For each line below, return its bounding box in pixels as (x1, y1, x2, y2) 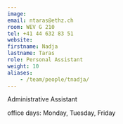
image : (7, 10, 27, 18)
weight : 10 (7, 63, 39, 70)
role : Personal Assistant (7, 56, 83, 63)
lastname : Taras (7, 50, 55, 57)
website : (7, 37, 33, 44)
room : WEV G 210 (7, 23, 55, 30)
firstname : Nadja (7, 43, 58, 50)
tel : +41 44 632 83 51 (7, 30, 74, 37)
